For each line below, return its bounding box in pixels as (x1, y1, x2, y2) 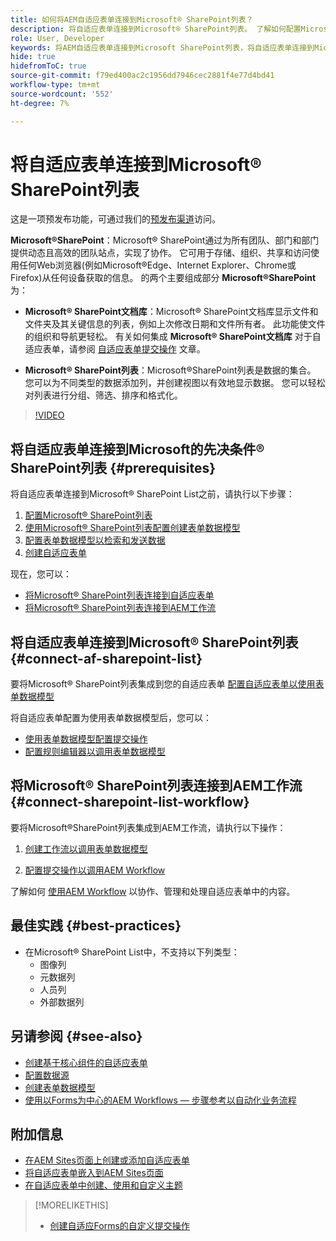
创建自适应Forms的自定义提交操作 (49, 1220, 190, 1232)
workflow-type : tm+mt (10, 80, 101, 90)
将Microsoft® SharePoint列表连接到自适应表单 (24, 589, 215, 601)
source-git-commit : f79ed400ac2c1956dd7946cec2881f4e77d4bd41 (10, 71, 275, 81)
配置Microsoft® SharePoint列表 (24, 509, 153, 521)
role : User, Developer (10, 33, 105, 43)
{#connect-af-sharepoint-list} (10, 650, 203, 667)
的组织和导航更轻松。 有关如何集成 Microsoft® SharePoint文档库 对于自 (24, 331, 322, 343)
